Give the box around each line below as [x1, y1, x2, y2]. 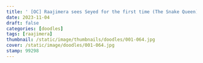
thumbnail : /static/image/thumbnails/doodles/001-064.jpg [6, 37, 155, 43]
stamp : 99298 [6, 48, 39, 54]
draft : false [6, 20, 39, 26]
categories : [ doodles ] [6, 25, 63, 32]
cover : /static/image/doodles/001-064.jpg [6, 43, 115, 49]
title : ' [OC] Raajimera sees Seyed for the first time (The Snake [6, 8, 180, 15]
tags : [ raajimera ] [6, 31, 53, 37]
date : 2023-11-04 [6, 14, 50, 20]
